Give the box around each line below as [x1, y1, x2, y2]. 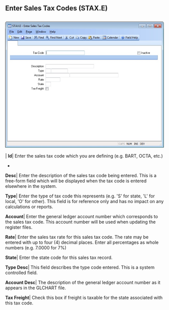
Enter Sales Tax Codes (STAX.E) [5, 4, 108, 13]
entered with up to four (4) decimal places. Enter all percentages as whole [5, 239, 159, 245]
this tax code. [5, 300, 34, 306]
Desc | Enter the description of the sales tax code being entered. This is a [5, 172, 157, 178]
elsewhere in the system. [5, 183, 57, 189]
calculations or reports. [5, 203, 54, 210]
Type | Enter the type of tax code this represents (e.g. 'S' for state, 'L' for [5, 193, 155, 199]
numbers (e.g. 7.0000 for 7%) [5, 244, 67, 250]
